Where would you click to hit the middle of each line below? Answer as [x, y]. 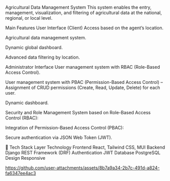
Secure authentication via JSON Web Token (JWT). [59, 138]
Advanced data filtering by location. [43, 57]
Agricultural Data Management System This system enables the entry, [78, 7]
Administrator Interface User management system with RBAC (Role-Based [83, 67]
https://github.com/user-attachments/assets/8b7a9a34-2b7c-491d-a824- [82, 168]
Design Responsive [25, 158]
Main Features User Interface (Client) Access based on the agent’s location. [84, 28]
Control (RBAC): [22, 118]
